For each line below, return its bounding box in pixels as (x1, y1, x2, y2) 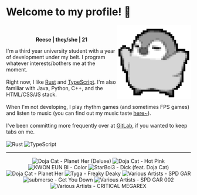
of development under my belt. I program (6, 53, 106, 60)
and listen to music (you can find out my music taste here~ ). (6, 110, 151, 117)
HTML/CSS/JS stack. (6, 91, 57, 98)
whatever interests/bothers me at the (6, 60, 96, 67)
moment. (6, 66, 28, 73)
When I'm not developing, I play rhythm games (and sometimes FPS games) (6, 103, 189, 110)
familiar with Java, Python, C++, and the (6, 84, 104, 91)
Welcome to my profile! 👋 (6, 5, 131, 19)
